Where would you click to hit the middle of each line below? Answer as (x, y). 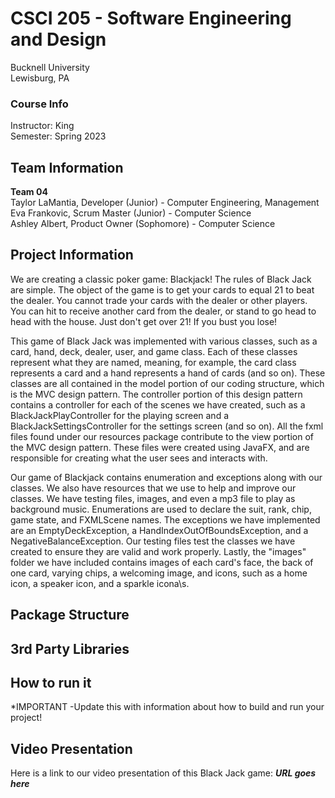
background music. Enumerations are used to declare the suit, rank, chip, (161, 509)
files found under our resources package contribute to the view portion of (162, 436)
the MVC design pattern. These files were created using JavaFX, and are (160, 447)
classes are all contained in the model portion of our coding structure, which (167, 383)
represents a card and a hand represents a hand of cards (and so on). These (168, 373)
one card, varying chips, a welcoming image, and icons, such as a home (159, 573)
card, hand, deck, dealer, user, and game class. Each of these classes (154, 351)
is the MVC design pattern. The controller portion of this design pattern (156, 394)
